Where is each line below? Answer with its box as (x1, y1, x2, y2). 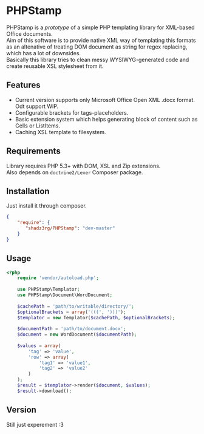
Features (6, 80, 41, 90)
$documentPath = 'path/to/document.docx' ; (17, 326, 126, 332)
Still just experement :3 (6, 421, 64, 428)
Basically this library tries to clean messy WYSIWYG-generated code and (6, 56, 189, 63)
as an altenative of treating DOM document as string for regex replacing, (6, 43, 188, 50)
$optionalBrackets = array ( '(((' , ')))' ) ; (17, 309, 126, 315)
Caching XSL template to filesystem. (15, 128, 106, 135)
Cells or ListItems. (15, 122, 61, 129)
